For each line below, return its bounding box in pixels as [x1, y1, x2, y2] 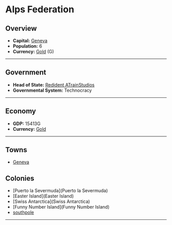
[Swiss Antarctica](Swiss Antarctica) [12, 198, 91, 204]
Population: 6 [12, 43, 42, 49]
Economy [5, 107, 36, 116]
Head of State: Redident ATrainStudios [12, 81, 95, 88]
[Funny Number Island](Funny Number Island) [12, 204, 110, 210]
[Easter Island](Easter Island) [12, 193, 74, 199]
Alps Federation [5, 4, 74, 15]
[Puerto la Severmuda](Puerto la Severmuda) [12, 188, 109, 194]
